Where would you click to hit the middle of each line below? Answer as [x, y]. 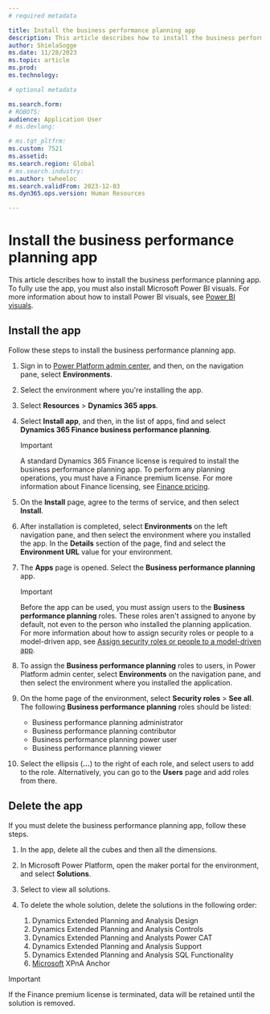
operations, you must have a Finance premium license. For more [126, 478]
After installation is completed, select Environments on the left [123, 526]
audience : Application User [55, 119]
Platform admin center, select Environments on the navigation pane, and [140, 674]
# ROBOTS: [25, 112]
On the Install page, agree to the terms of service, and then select [129, 502]
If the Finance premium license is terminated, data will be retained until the [132, 994]
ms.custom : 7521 [35, 149]
